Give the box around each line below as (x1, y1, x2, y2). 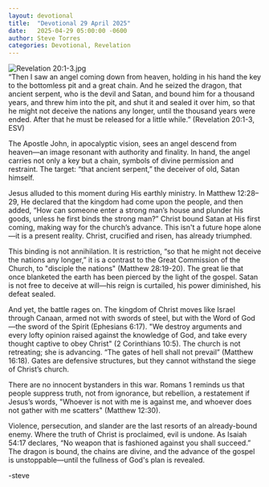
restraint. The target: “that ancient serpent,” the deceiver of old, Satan (8, 164, 240, 174)
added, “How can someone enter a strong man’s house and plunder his (8, 205, 243, 215)
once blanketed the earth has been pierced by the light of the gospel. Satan (8, 272, 259, 282)
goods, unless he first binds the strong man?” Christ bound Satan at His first (8, 214, 261, 224)
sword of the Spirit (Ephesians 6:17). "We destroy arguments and (27, 322, 243, 331)
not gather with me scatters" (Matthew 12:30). (8, 406, 161, 416)
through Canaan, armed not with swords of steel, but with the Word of (8, 314, 240, 323)
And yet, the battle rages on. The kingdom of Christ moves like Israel (8, 305, 235, 315)
